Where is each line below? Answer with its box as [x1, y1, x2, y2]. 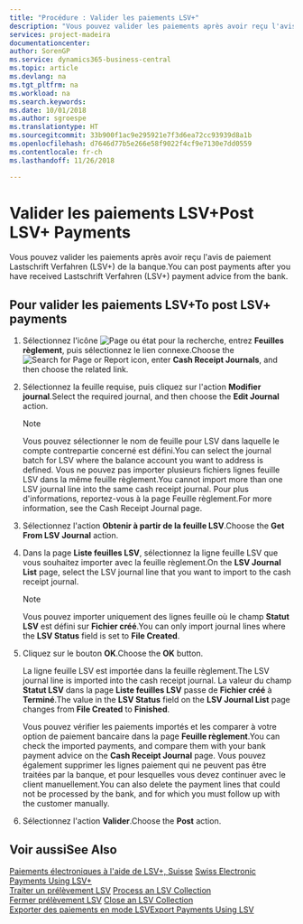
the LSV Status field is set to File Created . [22, 630, 180, 641]
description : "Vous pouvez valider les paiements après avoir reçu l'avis [9, 22, 297, 31]
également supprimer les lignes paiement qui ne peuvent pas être [22, 760, 267, 770]
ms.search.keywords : [9, 97, 87, 107]
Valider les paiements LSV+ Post [9, 202, 254, 223]
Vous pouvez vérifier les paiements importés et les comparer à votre [22, 722, 277, 733]
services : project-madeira [9, 30, 111, 39]
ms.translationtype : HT [9, 123, 99, 132]
